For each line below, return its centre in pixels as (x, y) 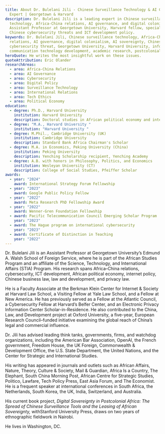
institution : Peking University (47, 152)
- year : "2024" (25, 180)
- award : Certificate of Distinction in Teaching (61, 234)
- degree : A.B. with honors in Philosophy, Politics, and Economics (81, 161)
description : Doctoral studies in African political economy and (82, 120)
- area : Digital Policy (34, 83)
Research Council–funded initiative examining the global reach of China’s (79, 320)
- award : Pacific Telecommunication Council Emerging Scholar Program (83, 216)
